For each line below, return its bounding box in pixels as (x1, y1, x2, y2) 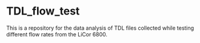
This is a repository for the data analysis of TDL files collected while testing (6, 24, 195, 31)
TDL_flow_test (6, 4, 80, 18)
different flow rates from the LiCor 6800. (6, 30, 108, 38)
